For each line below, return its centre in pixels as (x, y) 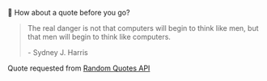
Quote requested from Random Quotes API (79, 68)
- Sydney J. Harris (57, 52)
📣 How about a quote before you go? (69, 13)
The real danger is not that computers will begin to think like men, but (143, 28)
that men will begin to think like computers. (99, 37)
